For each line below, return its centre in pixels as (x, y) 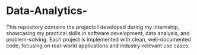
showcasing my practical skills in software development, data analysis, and (98, 33)
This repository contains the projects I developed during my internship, (93, 27)
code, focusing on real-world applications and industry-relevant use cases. (98, 46)
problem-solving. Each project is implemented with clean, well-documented (99, 39)
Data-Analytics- (47, 11)
